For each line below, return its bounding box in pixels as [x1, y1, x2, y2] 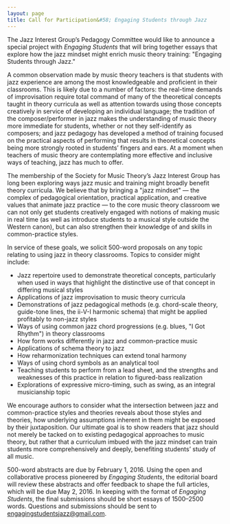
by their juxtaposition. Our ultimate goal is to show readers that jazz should [7, 423, 219, 431]
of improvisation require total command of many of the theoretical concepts [7, 92, 221, 100]
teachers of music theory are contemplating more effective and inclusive [7, 150, 213, 159]
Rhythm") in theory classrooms [16, 329, 105, 337]
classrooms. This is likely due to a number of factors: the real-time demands [7, 85, 223, 93]
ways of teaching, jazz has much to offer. [7, 158, 124, 166]
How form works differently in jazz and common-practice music [16, 337, 198, 345]
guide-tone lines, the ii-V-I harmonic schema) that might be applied [16, 307, 207, 316]
